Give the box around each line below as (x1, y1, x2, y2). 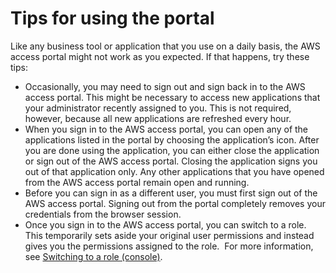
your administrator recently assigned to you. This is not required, (24, 102, 292, 114)
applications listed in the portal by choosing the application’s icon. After (24, 133, 320, 146)
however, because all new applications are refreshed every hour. (24, 112, 292, 124)
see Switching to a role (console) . (24, 250, 163, 262)
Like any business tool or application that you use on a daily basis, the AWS (10, 40, 321, 52)
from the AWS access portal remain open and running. (24, 176, 250, 188)
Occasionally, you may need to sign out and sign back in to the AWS (24, 80, 306, 92)
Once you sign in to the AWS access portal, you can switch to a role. (24, 218, 307, 231)
